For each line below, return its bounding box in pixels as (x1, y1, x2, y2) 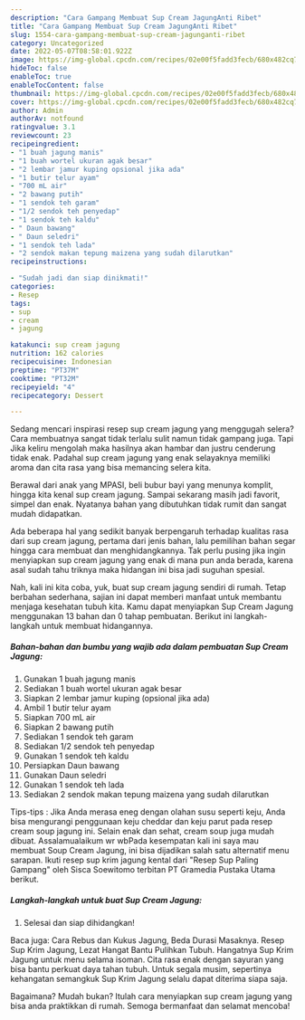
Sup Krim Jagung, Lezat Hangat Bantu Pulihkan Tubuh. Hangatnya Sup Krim (10, 945, 294, 956)
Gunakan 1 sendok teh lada (23, 779, 125, 790)
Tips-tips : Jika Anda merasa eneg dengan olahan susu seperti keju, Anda (10, 806, 286, 817)
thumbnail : (10, 89, 52, 98)
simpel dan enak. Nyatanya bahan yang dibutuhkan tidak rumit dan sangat (10, 499, 288, 510)
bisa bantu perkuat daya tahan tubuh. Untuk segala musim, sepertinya (10, 964, 272, 975)
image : (10, 55, 35, 64)
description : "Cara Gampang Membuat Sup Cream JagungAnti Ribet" (10, 13, 262, 23)
